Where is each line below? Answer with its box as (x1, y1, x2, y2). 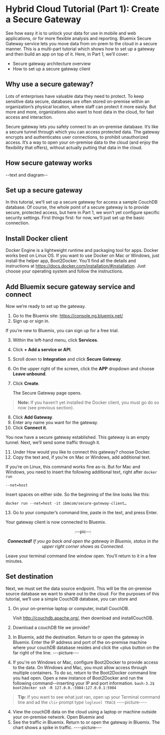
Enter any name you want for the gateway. (12, 420, 99, 425)
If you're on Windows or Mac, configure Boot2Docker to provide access (12, 659, 159, 665)
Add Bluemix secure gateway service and (5, 282, 136, 291)
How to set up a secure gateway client (12, 65, 90, 72)
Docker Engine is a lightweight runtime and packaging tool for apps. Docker (5, 247, 159, 253)
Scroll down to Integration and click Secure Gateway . (12, 356, 122, 362)
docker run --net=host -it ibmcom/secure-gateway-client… (5, 501, 127, 506)
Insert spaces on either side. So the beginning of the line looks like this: (5, 491, 150, 497)
